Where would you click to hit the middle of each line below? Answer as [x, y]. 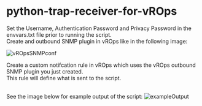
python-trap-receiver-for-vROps [92, 11]
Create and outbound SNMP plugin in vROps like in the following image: [97, 41]
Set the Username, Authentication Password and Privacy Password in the [99, 28]
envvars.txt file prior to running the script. [59, 34]
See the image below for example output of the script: [75, 96]
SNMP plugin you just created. [45, 71]
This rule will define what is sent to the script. [64, 78]
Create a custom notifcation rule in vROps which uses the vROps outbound [101, 65]
